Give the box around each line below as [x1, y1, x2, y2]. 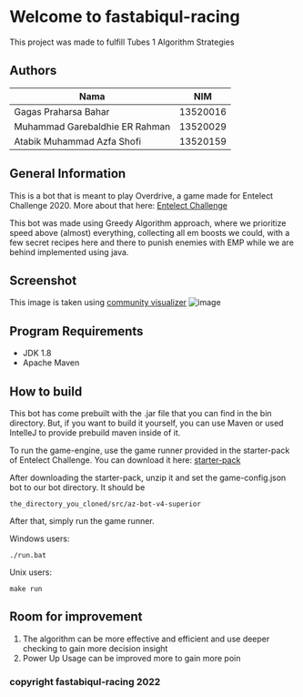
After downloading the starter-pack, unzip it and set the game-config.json [9, 472, 287, 483]
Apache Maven [22, 357, 80, 368]
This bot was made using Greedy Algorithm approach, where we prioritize [9, 217, 287, 229]
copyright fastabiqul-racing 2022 [9, 675, 161, 688]
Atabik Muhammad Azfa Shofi [14, 135, 142, 148]
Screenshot [9, 272, 77, 288]
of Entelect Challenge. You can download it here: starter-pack [9, 455, 241, 466]
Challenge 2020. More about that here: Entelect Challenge [9, 200, 227, 210]
